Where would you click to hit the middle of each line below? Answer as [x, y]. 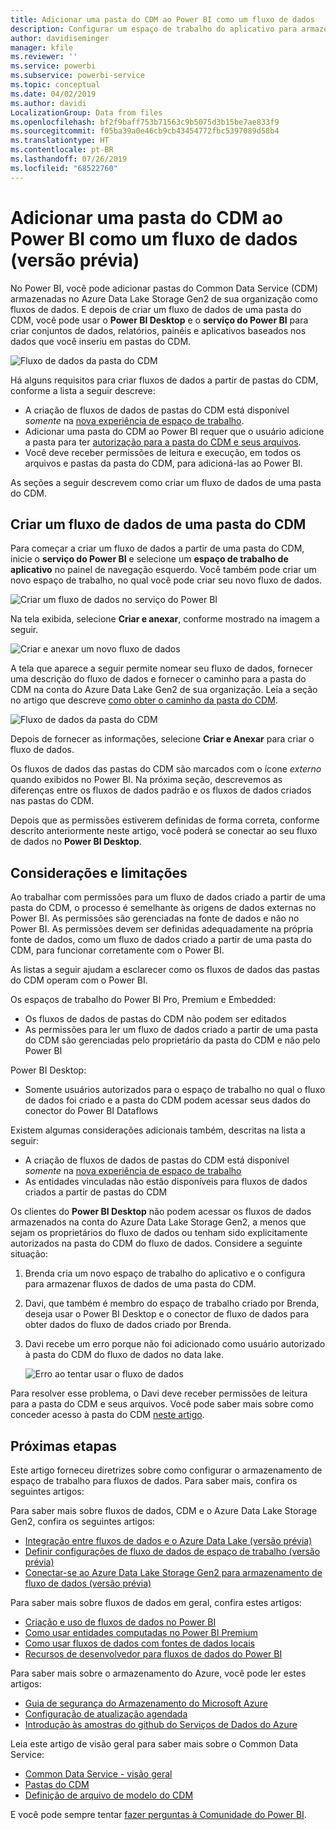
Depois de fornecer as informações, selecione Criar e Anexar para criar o [162, 739]
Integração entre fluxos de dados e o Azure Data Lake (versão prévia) [168, 1540]
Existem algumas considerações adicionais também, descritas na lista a [158, 1130]
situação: [29, 1254]
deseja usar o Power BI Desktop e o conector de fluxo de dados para [167, 1314]
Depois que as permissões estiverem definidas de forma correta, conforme [165, 820]
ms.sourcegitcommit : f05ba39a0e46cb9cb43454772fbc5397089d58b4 [145, 131]
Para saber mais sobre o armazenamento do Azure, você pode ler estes [158, 1673]
